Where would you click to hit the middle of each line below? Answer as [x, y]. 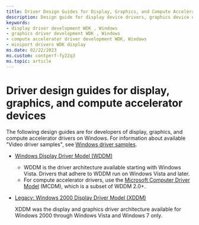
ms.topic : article [29, 61]
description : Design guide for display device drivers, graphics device [98, 17]
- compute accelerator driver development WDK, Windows [76, 39]
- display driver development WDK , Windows [62, 28]
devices [26, 115]
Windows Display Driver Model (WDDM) [63, 156]
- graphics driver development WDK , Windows [63, 34]
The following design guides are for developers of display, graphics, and [94, 132]
